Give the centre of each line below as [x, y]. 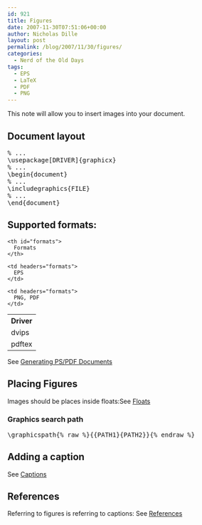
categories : [25, 54]
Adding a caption [46, 457]
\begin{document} [37, 174]
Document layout [46, 136]
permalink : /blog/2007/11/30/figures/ [65, 47]
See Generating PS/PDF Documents [60, 361]
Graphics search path [46, 420]
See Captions [27, 474]
